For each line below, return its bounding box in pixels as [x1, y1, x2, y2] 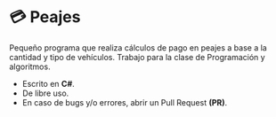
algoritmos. [9, 61, 51, 72]
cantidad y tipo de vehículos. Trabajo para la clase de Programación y [9, 51, 265, 62]
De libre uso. [21, 88, 69, 98]
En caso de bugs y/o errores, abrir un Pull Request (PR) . [21, 97, 228, 107]
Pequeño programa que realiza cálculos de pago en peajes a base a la [9, 42, 267, 53]
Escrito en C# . [21, 78, 76, 89]
